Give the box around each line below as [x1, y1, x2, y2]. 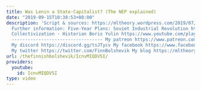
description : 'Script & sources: [6, 20, 90, 26]
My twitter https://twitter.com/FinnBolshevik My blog [11, 48, 151, 54]
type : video [6, 75, 36, 81]
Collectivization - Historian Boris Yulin [11, 31, 119, 37]
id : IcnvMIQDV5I [17, 70, 58, 76]
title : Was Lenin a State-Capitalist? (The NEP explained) [6, 8, 157, 15]
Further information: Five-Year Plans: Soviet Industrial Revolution [11, 25, 188, 32]
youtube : [11, 64, 33, 71]
